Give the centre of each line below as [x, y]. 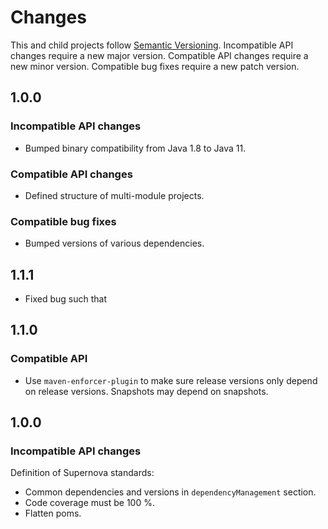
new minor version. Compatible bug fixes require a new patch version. [155, 66]
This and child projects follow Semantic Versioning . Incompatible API [152, 45]
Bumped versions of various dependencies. [114, 243]
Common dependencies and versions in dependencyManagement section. [170, 492]
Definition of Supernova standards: [82, 473]
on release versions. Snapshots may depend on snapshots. [146, 391]
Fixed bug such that [66, 299]
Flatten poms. [53, 513]
